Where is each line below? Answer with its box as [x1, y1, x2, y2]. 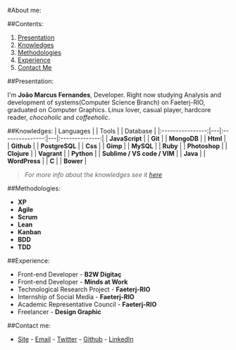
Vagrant [38, 150, 63, 157]
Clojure [7, 150, 30, 157]
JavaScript [108, 134, 142, 143]
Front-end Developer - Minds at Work [17, 278, 128, 286]
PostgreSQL [40, 142, 77, 150]
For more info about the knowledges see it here [24, 171, 163, 179]
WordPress [7, 157, 41, 165]
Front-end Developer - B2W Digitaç [17, 270, 122, 278]
